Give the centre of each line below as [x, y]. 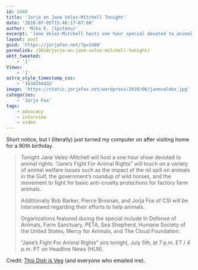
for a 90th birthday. [30, 146]
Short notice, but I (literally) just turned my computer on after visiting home [98, 139]
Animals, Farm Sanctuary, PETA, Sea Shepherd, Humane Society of [103, 225]
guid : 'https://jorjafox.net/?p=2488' [54, 45]
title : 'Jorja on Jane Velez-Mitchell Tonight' [66, 17]
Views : [14, 67]
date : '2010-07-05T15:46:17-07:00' [50, 23]
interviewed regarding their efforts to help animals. [83, 207]
